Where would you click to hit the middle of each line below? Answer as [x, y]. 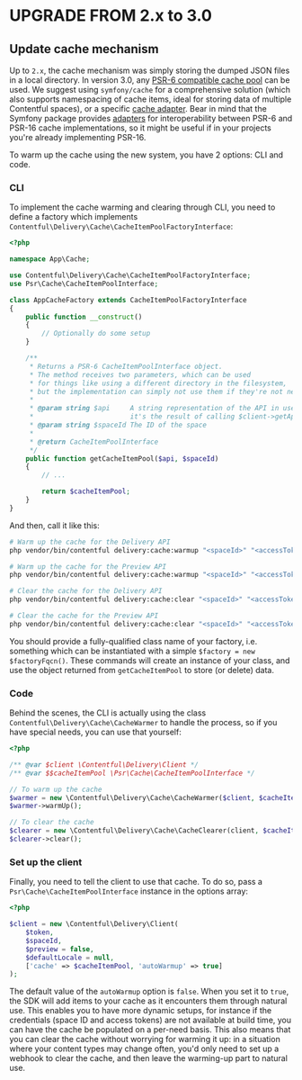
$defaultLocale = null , [70, 958]
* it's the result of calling [132, 417]
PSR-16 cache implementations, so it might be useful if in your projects [140, 128]
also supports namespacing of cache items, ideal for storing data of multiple [151, 99]
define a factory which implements [74, 217]
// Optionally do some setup [96, 334]
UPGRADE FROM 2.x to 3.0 [111, 16]
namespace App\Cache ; [50, 259]
